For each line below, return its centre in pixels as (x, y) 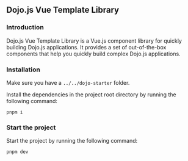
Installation (23, 70)
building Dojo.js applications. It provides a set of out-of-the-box (86, 47)
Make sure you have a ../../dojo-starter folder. (68, 82)
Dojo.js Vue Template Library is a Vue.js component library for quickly (94, 41)
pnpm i (15, 112)
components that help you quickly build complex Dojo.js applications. (94, 54)
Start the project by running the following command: (72, 141)
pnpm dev (17, 152)
